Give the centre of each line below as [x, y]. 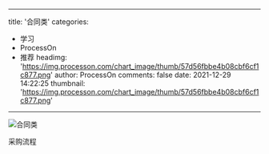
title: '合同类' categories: [49, 22]
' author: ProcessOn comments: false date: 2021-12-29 [141, 75]
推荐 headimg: [44, 57]
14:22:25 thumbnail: [52, 83]
